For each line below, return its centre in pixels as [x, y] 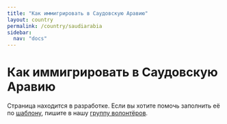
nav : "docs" [30, 39]
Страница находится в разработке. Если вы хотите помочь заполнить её [113, 106]
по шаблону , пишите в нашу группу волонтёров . [78, 113]
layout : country [30, 20]
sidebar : [19, 32]
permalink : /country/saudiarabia [55, 26]
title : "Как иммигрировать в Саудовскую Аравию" [78, 13]
